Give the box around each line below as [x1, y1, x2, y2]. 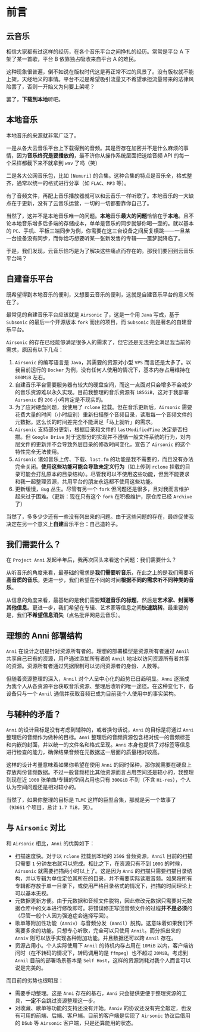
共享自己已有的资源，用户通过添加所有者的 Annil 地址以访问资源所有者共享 [6, 655, 189, 662]
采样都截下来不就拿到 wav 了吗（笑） [11, 159, 101, 166]
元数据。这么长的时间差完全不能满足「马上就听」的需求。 [14, 418, 156, 425]
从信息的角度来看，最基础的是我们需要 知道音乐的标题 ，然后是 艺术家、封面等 [6, 597, 194, 604]
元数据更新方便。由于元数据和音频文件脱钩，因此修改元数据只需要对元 [14, 897, 187, 904]
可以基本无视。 [14, 890, 52, 897]
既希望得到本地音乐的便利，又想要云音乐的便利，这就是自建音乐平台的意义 [6, 290, 189, 298]
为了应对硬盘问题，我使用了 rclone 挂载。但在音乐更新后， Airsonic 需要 [14, 403, 192, 410]
